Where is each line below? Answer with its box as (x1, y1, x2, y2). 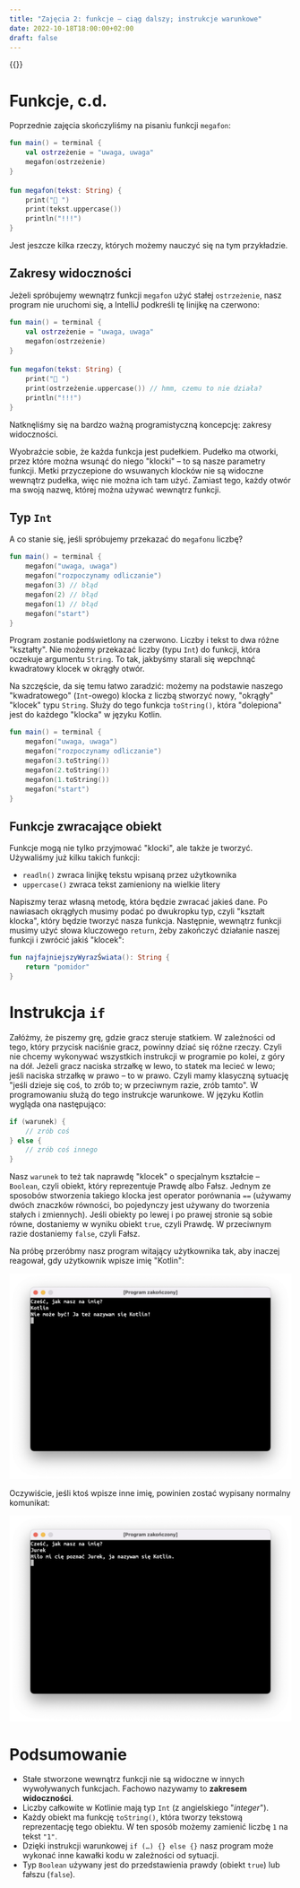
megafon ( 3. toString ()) (25, 756, 110, 766)
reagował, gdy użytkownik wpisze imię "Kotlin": (9, 1256, 185, 1266)
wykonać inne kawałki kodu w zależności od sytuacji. (21, 1850, 219, 1861)
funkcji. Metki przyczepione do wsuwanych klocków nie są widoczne (9, 465, 264, 475)
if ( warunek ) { (9, 1117, 66, 1126)
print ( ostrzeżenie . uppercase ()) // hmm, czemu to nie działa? (25, 384, 262, 393)
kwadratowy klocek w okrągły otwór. (9, 664, 145, 674)
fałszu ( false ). (21, 1869, 76, 1880)
